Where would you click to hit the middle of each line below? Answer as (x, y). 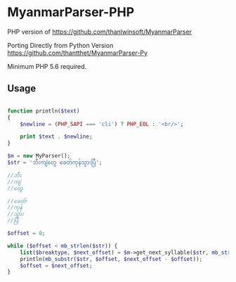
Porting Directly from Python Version (60, 45)
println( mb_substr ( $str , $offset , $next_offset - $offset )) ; (111, 259)
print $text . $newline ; (56, 137)
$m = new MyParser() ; (39, 156)
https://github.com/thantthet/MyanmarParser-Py (78, 53)
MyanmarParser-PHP (71, 12)
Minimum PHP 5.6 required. (47, 66)
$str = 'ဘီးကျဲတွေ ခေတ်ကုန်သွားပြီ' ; (55, 162)
